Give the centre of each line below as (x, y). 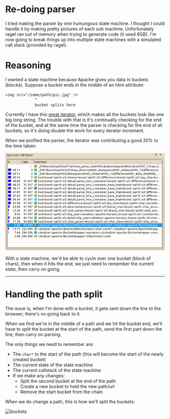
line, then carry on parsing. (33, 334)
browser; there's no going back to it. (43, 313)
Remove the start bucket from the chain (61, 392)
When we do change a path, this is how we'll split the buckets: (70, 401)
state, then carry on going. (33, 269)
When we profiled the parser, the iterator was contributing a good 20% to (82, 140)
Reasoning (28, 66)
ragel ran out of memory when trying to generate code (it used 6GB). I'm (81, 34)
